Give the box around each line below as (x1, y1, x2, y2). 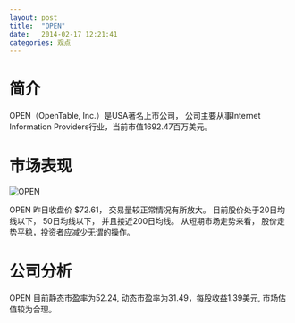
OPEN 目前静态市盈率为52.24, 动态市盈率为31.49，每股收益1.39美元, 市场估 (9, 293, 287, 303)
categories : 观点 (9, 37, 72, 47)
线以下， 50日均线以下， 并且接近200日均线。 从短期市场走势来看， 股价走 (9, 216, 286, 227)
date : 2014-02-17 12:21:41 (9, 29, 118, 38)
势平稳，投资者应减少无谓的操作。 (9, 227, 135, 237)
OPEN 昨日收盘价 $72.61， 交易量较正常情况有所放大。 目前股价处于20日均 (9, 204, 286, 215)
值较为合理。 (9, 304, 56, 315)
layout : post (9, 12, 58, 22)
